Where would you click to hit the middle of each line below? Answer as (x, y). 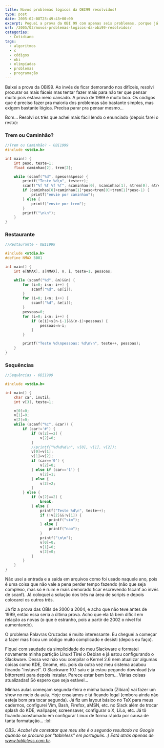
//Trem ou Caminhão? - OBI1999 (37, 145)
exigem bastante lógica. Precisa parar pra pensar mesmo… (64, 107)
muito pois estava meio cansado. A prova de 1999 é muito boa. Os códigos (80, 97)
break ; (47, 502)
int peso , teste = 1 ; (34, 163)
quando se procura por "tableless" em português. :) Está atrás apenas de (79, 735)
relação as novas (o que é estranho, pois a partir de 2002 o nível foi (73, 620)
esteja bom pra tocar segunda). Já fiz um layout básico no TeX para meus (79, 700)
